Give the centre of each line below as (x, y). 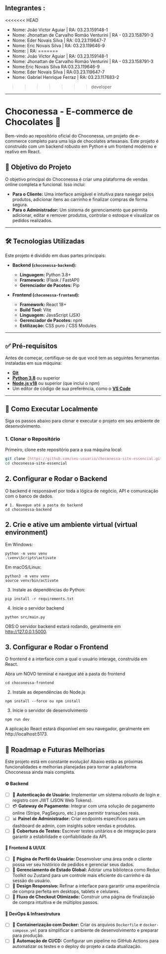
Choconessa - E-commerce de (69, 112)
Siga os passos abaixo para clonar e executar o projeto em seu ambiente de (82, 421)
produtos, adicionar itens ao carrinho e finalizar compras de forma (80, 199)
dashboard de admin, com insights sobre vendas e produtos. (74, 826)
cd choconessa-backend (28, 509)
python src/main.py (25, 617)
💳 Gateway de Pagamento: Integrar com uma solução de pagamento (83, 806)
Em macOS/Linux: (23, 567)
